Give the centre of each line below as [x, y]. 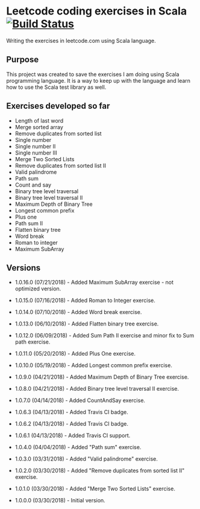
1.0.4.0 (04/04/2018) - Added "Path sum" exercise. [78, 447]
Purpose [23, 59]
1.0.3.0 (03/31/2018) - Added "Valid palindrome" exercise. [86, 459]
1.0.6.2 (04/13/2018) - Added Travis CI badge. [71, 424]
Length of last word [39, 120]
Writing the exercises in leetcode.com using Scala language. [81, 40]
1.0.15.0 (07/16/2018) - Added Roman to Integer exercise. [85, 301]
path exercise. [33, 342]
